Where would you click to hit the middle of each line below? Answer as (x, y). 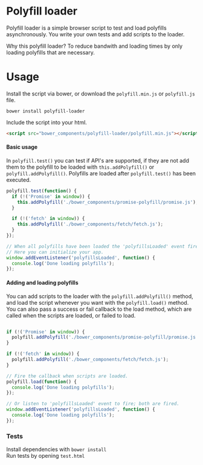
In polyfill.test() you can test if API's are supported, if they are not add (98, 160)
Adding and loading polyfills (42, 282)
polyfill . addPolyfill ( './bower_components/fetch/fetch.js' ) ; (90, 360)
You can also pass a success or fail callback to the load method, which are (99, 309)
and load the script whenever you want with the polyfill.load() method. (98, 302)
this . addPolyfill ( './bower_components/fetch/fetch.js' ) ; (90, 224)
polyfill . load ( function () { (42, 382)
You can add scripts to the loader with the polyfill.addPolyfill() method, (100, 296)
